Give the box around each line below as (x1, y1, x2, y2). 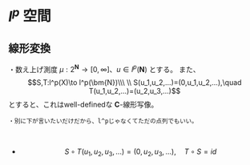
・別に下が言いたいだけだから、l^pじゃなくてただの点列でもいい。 (8, 117, 198, 125)
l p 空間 (8, 4, 51, 26)
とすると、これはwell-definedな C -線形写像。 (8, 99, 159, 109)
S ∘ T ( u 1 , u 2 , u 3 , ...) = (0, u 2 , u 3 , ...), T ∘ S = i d (64, 147, 217, 158)
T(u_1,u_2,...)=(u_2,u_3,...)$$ (88, 86, 181, 95)
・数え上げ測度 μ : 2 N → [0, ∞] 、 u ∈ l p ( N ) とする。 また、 (8, 63, 200, 74)
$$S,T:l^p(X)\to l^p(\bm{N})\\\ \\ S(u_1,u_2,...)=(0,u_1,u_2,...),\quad (27, 77, 242, 87)
